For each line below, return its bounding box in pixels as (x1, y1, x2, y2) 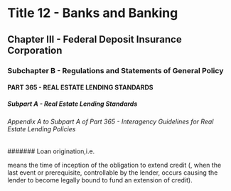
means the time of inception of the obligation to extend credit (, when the (7, 160, 222, 169)
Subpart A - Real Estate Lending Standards (7, 99, 138, 108)
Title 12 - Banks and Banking (7, 5, 178, 21)
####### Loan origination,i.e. (7, 147, 95, 155)
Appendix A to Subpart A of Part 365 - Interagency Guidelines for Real (7, 117, 214, 126)
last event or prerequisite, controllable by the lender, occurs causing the (7, 168, 218, 177)
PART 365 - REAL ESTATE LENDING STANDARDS (7, 83, 154, 92)
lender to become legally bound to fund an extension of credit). (7, 175, 193, 184)
